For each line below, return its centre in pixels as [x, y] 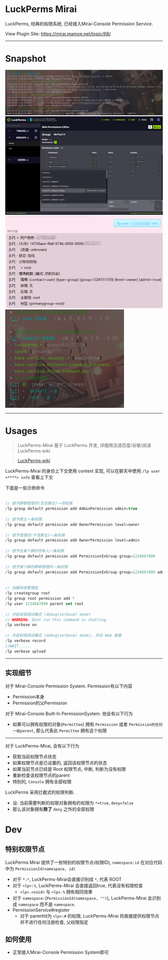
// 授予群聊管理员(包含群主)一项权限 [39, 504]
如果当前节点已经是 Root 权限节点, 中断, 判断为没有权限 [69, 769]
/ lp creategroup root [28, 593]
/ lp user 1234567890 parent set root [44, 604]
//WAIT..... [17, 646]
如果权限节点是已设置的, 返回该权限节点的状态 [60, 763]
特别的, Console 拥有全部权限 [42, 781]
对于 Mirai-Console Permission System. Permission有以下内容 [69, 686]
